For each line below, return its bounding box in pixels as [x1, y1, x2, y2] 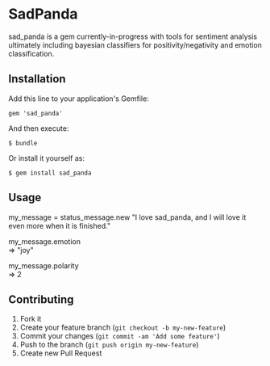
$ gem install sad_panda [8, 169, 92, 177]
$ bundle [8, 139, 38, 147]
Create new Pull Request [19, 348, 102, 358]
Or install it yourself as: [8, 153, 85, 162]
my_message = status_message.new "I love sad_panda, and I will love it [8, 212, 247, 222]
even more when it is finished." [8, 221, 111, 230]
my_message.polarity [8, 260, 79, 271]
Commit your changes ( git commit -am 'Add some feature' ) [19, 331, 220, 341]
